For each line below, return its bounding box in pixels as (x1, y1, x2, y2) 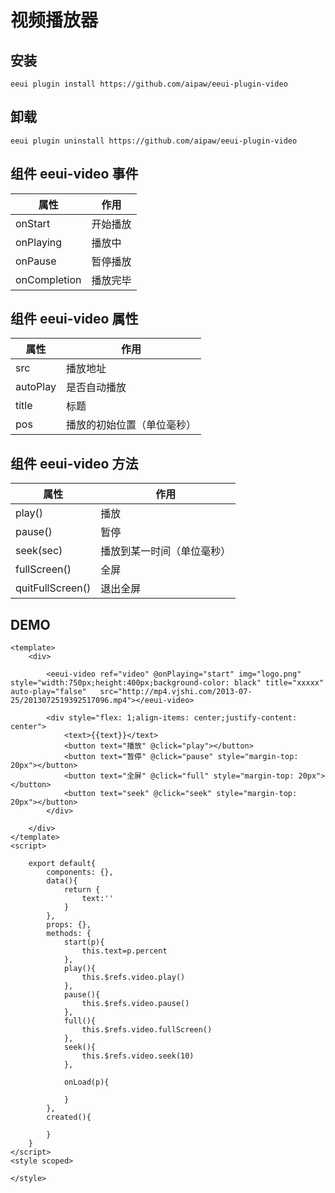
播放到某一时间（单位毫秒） (100, 544, 232, 558)
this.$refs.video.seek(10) (81, 1051, 195, 1061)
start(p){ (63, 937, 105, 948)
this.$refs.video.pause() (81, 999, 190, 1009)
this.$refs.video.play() (81, 972, 186, 983)
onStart (15, 216, 51, 230)
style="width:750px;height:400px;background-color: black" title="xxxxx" (10, 678, 325, 688)
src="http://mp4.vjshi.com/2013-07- (99, 687, 253, 697)
